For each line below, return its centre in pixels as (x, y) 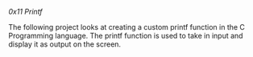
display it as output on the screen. (65, 44)
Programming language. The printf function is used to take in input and (126, 36)
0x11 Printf (25, 12)
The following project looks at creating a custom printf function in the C (127, 27)
